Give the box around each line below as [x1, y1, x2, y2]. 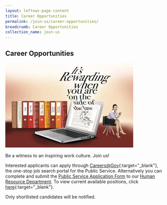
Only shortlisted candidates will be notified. [5, 193, 96, 200]
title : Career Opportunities [5, 13, 67, 19]
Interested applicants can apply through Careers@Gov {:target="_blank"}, [5, 162, 158, 168]
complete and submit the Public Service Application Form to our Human [5, 173, 155, 179]
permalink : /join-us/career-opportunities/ [5, 19, 99, 24]
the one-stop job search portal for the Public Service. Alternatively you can [5, 167, 162, 174]
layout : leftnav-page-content [5, 8, 70, 13]
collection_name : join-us [5, 29, 60, 35]
